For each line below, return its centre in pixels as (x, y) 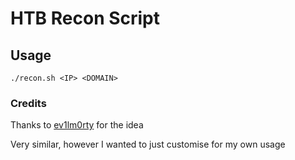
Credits (28, 103)
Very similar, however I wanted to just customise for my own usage (148, 144)
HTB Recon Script (85, 18)
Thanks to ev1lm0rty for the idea (77, 125)
